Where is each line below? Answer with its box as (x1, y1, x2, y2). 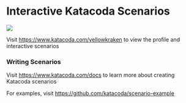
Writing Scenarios (6, 57, 61, 66)
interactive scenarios (6, 42, 59, 49)
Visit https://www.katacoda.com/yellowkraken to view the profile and (6, 35, 180, 43)
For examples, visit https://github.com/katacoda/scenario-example (6, 90, 174, 97)
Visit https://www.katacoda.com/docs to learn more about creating (6, 71, 175, 79)
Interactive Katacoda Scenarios (6, 4, 170, 18)
